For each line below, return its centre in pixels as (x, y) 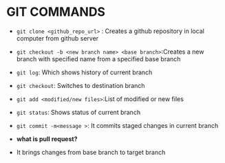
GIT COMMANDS (56, 12)
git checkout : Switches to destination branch (81, 85)
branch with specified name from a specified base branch (98, 58)
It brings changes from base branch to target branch (91, 152)
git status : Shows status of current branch (78, 112)
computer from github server (57, 38)
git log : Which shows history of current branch (84, 72)
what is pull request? (47, 139)
